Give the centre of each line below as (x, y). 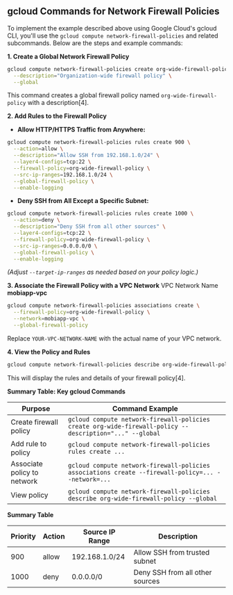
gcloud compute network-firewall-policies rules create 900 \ (99, 142)
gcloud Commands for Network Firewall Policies (113, 11)
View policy (29, 495)
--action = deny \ (37, 220)
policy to (25, 472)
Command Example (145, 408)
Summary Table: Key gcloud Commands (67, 391)
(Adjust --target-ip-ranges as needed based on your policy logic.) (103, 272)
